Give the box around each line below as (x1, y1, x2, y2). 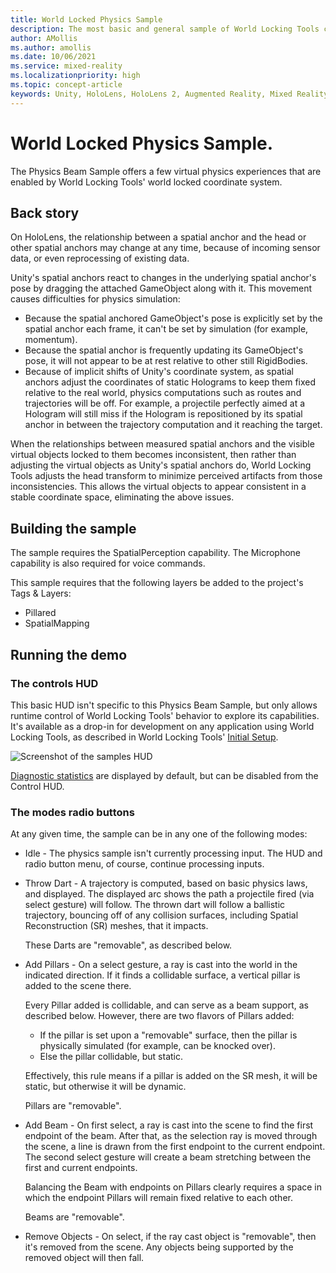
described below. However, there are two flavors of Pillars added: (24, 1010, 295, 1022)
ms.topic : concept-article (10, 80, 123, 90)
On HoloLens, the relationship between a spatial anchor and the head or (10, 231, 307, 243)
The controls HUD (10, 676, 99, 690)
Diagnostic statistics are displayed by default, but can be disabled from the (10, 769, 319, 781)
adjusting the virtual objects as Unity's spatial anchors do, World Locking (10, 459, 312, 471)
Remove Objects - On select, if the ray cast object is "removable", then (24, 1231, 317, 1243)
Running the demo (10, 646, 128, 663)
